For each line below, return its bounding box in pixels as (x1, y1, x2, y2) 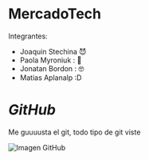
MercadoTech (8, 5, 102, 23)
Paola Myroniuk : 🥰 (19, 55, 82, 65)
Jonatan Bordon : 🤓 (19, 63, 84, 73)
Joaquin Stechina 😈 (19, 46, 87, 56)
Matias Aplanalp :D (19, 73, 82, 82)
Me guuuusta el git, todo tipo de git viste (8, 127, 141, 137)
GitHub (8, 101, 56, 119)
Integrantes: (8, 31, 48, 41)
